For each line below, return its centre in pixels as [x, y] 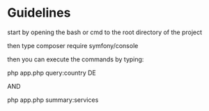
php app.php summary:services [53, 100]
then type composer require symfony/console [73, 45]
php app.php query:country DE [52, 73]
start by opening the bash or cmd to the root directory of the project [105, 32]
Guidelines [39, 13]
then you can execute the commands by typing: [76, 59]
